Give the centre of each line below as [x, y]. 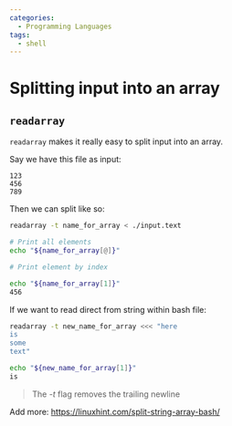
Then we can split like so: [57, 209]
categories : [32, 18]
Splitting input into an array [115, 88]
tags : [20, 35]
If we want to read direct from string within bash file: [108, 309]
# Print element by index [58, 267]
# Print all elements [51, 243]
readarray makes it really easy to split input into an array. [116, 141]
